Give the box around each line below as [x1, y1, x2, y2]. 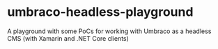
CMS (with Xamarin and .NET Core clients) [7, 34, 129, 42]
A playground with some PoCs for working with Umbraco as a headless [7, 27, 212, 35]
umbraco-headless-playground [7, 4, 194, 20]
